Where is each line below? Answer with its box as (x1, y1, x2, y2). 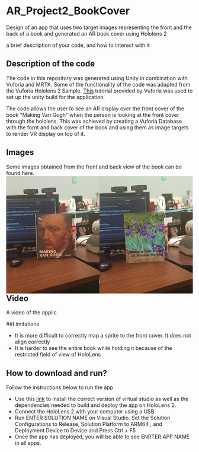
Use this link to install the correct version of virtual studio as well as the (14, 396, 189, 403)
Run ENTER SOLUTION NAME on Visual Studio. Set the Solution (14, 414, 171, 422)
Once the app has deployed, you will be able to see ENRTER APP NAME (14, 433, 190, 440)
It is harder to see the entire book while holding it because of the (14, 345, 173, 352)
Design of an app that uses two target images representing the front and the (6, 24, 192, 31)
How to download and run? (6, 368, 108, 378)
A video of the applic (6, 309, 57, 316)
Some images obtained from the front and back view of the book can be (6, 163, 182, 170)
